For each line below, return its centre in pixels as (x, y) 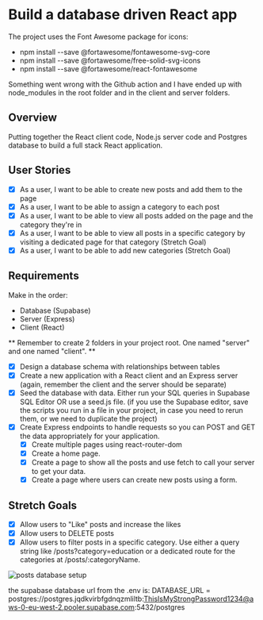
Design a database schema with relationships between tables (120, 366)
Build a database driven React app (123, 15)
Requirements (44, 276)
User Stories (40, 170)
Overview (33, 118)
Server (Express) (47, 318)
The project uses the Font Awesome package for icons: (98, 37)
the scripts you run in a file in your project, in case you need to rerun (131, 410)
